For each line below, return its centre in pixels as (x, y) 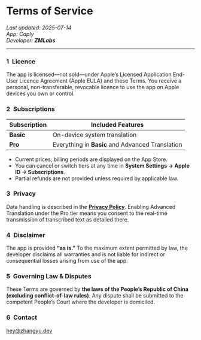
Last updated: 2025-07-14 (39, 28)
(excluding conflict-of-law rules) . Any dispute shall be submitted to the (95, 296)
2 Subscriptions (31, 109)
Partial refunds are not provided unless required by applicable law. (97, 178)
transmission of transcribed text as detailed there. (68, 219)
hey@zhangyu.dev (29, 330)
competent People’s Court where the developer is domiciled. (81, 302)
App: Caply (20, 34)
